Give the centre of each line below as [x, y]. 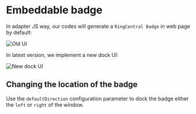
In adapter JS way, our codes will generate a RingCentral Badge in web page [98, 26]
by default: [19, 32]
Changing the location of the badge [72, 85]
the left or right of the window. [45, 105]
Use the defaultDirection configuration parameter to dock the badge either [97, 98]
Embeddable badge [54, 10]
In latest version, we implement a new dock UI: [62, 55]
